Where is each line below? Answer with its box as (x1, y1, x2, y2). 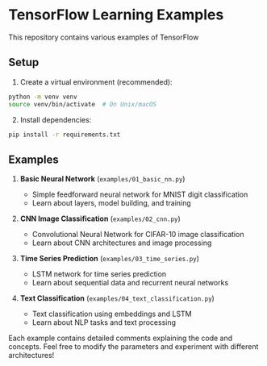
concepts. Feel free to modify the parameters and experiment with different (8, 342, 259, 351)
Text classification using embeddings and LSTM (31, 309, 192, 319)
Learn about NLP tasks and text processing (31, 318, 176, 327)
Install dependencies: (19, 114, 92, 124)
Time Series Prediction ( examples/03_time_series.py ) (19, 254, 200, 264)
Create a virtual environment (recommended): (19, 77, 173, 86)
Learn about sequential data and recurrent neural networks (31, 278, 229, 288)
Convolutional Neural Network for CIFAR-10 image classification (31, 230, 244, 239)
